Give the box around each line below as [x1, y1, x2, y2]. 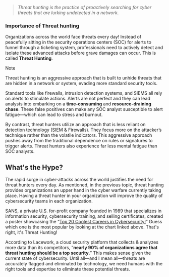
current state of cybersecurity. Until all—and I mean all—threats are [5, 255, 145, 261]
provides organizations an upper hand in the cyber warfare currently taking [5, 187, 161, 193]
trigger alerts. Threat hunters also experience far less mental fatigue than [5, 143, 157, 149]
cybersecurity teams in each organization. [5, 198, 93, 204]
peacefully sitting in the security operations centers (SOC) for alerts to [5, 39, 151, 45]
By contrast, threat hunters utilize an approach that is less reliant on [5, 122, 146, 128]
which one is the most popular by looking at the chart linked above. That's [5, 224, 159, 230]
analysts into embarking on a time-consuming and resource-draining [5, 101, 151, 107]
